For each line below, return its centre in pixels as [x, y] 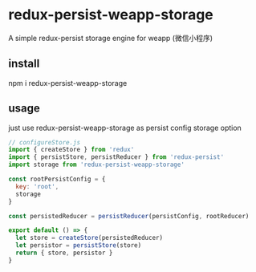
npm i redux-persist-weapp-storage [68, 83]
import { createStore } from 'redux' [71, 150]
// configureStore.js [45, 142]
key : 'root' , [37, 186]
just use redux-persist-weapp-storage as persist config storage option [125, 128]
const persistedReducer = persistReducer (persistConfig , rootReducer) [129, 216]
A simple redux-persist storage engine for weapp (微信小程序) [111, 38]
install [24, 64]
